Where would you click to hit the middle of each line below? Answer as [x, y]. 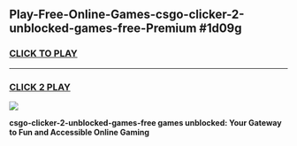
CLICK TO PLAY [43, 54]
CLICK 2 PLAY [40, 87]
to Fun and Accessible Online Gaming [80, 132]
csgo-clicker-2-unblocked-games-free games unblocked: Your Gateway [145, 122]
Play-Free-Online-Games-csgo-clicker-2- [127, 15]
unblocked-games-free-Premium [103, 29]
